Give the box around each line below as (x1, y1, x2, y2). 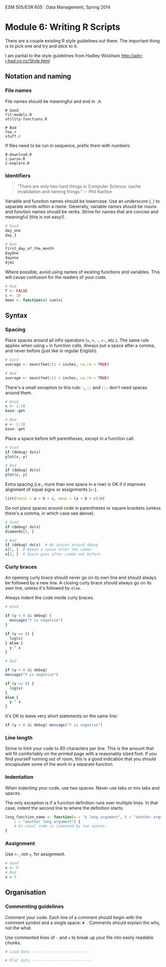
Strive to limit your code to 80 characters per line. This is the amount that (5, 746, 154, 751)
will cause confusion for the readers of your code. (5, 274, 107, 280)
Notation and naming (5, 72, 72, 81)
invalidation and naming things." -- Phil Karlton (17, 188, 112, 194)
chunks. (5, 939, 21, 946)
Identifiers (5, 172, 31, 179)
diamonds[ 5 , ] (5, 529, 35, 534)
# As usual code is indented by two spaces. (14, 824, 107, 829)
